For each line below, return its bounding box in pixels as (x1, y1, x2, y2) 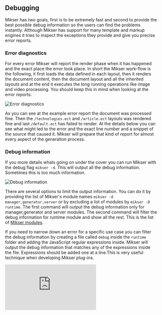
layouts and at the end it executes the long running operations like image (5, 81, 150, 87)
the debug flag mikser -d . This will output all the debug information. (5, 165, 141, 171)
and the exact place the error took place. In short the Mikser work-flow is (5, 66, 151, 72)
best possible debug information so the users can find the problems (5, 22, 141, 28)
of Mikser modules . (5, 220, 44, 226)
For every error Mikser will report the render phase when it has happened (5, 61, 152, 67)
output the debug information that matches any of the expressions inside (5, 245, 151, 250)
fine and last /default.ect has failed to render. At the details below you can (5, 121, 156, 127)
